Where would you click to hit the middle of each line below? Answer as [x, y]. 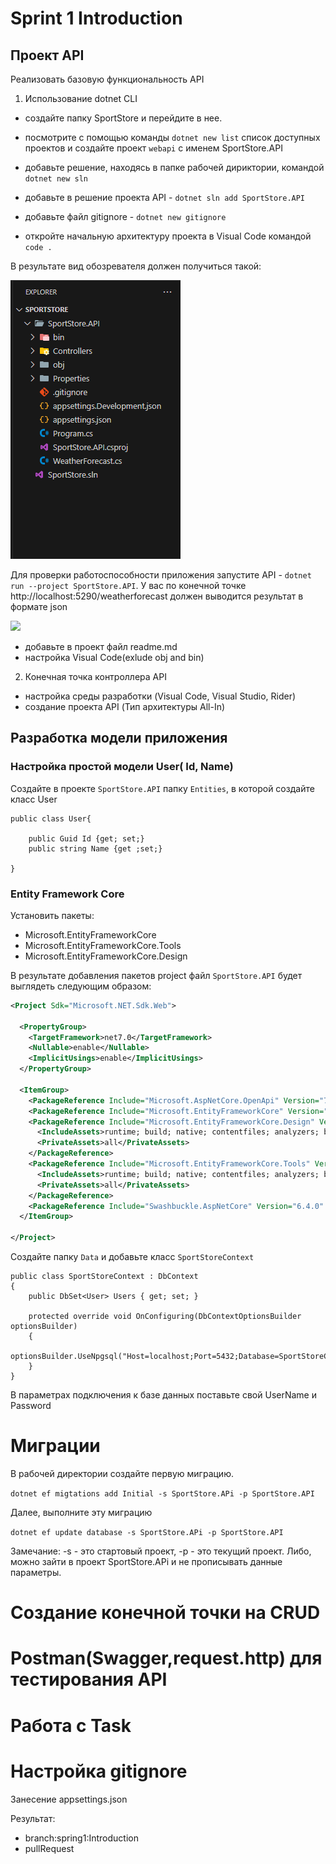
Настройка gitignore [99, 1771]
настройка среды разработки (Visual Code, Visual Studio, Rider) [160, 696]
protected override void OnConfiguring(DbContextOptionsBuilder [165, 1317]
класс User [34, 799]
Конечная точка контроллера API [95, 676]
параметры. [36, 1573]
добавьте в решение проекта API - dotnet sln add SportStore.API [165, 197]
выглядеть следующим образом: [81, 986]
